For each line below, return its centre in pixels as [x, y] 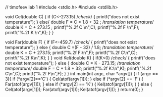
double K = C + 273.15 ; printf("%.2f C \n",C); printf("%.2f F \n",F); [72, 27]
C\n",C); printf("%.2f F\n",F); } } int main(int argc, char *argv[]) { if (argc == [82, 73]
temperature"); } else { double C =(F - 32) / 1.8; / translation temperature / [79, 47]
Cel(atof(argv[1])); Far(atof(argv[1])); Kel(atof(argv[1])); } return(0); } [74, 89]
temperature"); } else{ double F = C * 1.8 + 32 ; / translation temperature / [80, 22]
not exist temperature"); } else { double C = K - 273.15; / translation [73, 63]
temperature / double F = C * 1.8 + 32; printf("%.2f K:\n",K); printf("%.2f [78, 68]
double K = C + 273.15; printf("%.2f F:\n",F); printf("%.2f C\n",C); [71, 52]
